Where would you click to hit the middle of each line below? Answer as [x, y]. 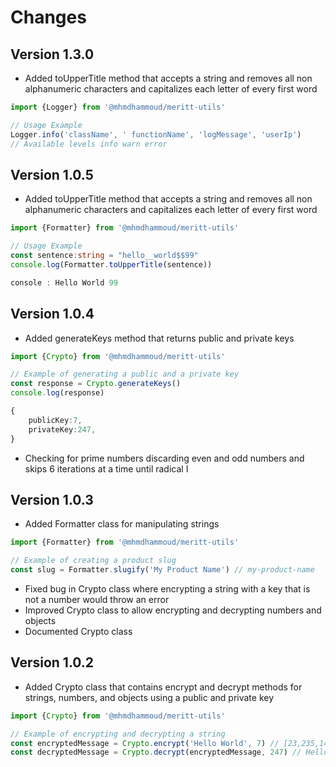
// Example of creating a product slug [93, 561]
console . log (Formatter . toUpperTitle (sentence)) [111, 264]
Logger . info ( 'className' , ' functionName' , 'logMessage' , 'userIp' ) [156, 134]
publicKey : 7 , [55, 420]
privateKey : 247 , [62, 429]
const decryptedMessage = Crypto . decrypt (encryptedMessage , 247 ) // [156, 752]
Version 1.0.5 [52, 174]
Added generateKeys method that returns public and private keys [159, 338]
